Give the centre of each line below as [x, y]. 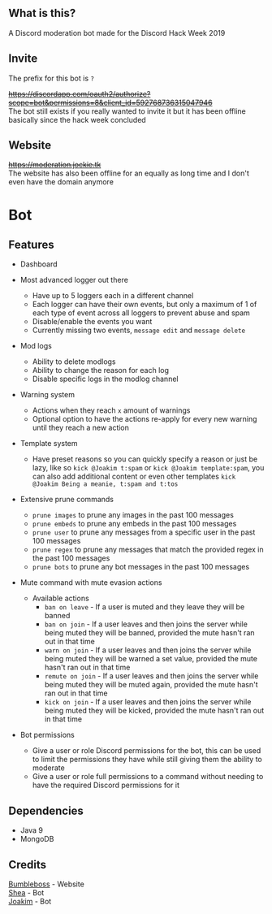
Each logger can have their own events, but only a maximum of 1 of [145, 305]
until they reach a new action [81, 428]
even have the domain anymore [61, 182]
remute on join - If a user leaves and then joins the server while [151, 676]
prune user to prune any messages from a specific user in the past [144, 532]
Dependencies [46, 810]
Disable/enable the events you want [92, 322]
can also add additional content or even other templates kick [134, 476]
